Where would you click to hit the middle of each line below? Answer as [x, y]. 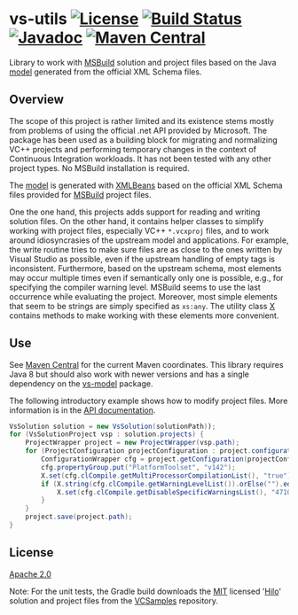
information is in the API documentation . [82, 410]
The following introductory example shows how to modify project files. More [149, 401]
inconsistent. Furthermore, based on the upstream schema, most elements [145, 268]
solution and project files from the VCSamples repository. [114, 600]
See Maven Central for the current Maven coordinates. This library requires [146, 364]
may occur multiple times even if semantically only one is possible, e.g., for [146, 277]
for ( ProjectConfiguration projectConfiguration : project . [138, 451]
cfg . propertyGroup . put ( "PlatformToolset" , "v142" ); [139, 467]
